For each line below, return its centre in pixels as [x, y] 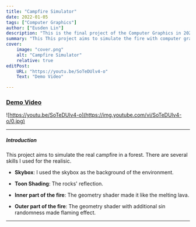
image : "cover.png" [40, 50]
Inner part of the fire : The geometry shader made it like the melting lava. [102, 195]
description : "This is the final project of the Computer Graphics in [94, 33]
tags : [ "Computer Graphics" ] [41, 22]
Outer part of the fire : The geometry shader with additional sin [90, 207]
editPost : [18, 66]
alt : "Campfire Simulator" [49, 55]
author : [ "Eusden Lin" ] [35, 28]
